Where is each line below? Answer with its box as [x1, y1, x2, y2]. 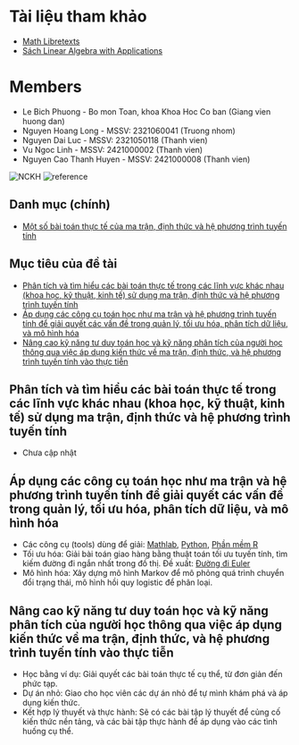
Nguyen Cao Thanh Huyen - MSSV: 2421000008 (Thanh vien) [21, 154, 251, 165]
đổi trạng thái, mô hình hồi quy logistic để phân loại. [21, 577, 212, 588]
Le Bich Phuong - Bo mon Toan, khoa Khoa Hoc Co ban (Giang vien [21, 106, 271, 117]
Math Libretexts [21, 36, 80, 47]
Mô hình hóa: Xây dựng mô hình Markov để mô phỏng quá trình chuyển [21, 568, 285, 579]
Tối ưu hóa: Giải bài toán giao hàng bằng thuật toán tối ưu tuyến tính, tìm [21, 548, 288, 560]
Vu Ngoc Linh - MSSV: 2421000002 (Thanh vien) [21, 144, 203, 155]
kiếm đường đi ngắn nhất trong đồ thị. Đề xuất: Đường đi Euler [21, 558, 251, 569]
